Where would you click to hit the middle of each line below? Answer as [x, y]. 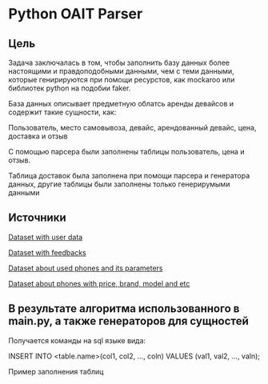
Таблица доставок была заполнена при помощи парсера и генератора [129, 176]
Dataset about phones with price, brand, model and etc [99, 283]
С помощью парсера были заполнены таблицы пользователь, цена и [126, 152]
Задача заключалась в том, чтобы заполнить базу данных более [119, 62]
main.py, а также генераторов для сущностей [129, 321]
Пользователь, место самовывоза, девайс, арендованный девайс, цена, [133, 128]
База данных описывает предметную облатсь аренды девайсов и [121, 104]
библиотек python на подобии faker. [70, 88]
